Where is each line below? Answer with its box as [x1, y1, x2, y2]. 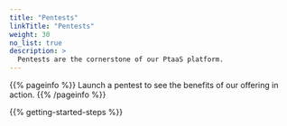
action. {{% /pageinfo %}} [9, 89, 106, 100]
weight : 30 [9, 30, 51, 39]
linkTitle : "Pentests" [9, 22, 95, 31]
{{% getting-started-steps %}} [9, 107, 124, 117]
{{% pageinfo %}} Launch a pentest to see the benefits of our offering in [9, 80, 279, 90]
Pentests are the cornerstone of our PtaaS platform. [17, 55, 224, 64]
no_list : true [9, 38, 63, 48]
